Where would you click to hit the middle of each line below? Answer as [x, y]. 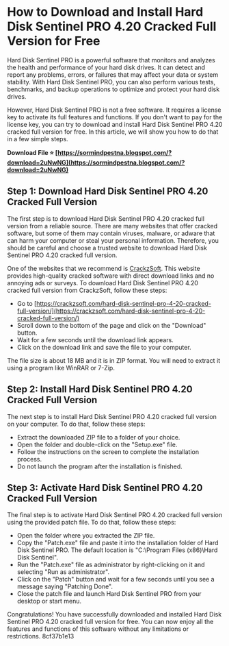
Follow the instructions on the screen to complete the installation [108, 452]
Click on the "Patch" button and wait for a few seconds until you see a [116, 579]
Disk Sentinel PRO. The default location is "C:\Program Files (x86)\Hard [117, 550]
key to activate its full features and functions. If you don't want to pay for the [115, 117]
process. [29, 459]
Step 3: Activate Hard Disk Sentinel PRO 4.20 [105, 488]
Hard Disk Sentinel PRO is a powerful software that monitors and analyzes [111, 60]
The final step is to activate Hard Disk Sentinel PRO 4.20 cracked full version [115, 515]
